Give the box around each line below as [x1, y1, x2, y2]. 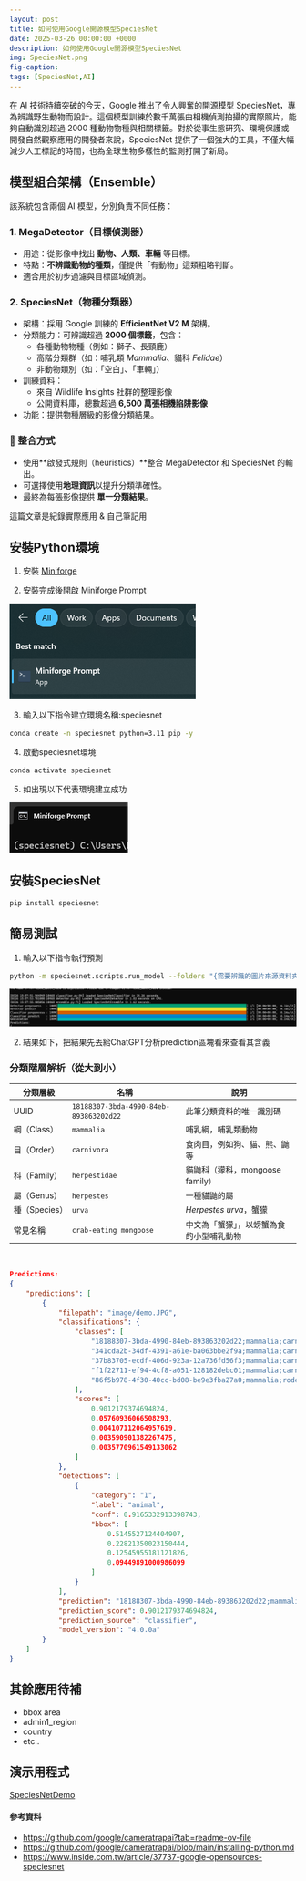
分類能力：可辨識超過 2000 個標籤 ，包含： [22, 329, 185, 341]
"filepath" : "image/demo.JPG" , [57, 1308, 178, 1318]
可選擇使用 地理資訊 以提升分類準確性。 [22, 480, 167, 491]
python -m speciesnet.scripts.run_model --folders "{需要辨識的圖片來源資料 [9, 971, 292, 980]
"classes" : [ [74, 1328, 125, 1337]
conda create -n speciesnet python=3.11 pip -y [9, 729, 194, 739]
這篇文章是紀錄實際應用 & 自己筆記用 [9, 511, 148, 522]
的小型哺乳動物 [185, 1230, 242, 1241]
